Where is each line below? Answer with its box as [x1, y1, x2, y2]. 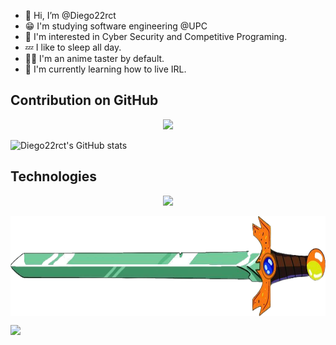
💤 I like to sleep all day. [24, 41, 122, 53]
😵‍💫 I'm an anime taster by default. [24, 53, 165, 64]
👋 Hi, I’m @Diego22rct [24, 10, 117, 21]
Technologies [10, 168, 98, 185]
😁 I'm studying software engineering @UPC [24, 20, 208, 32]
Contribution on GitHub [10, 92, 159, 109]
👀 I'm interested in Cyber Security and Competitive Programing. [24, 31, 288, 42]
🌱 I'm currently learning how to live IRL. [24, 63, 187, 75]
